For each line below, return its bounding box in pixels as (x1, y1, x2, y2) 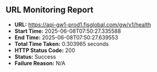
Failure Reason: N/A (14, 59, 66, 67)
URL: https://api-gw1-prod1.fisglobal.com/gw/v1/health (14, 21, 152, 28)
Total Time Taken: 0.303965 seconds (14, 40, 109, 47)
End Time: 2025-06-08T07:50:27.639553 (14, 33, 118, 41)
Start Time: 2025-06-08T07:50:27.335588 (14, 27, 121, 34)
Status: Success (14, 53, 56, 60)
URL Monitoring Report (5, 5, 94, 15)
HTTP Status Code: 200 (14, 47, 75, 54)
